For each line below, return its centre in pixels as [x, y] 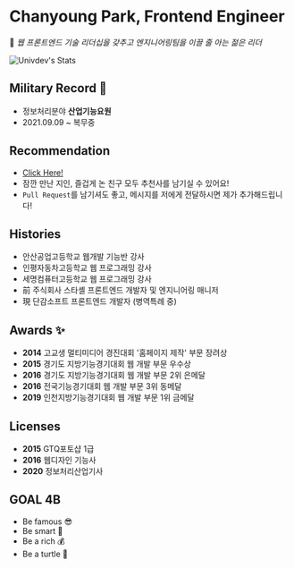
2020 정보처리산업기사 [63, 471]
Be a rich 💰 [43, 541]
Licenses [35, 426]
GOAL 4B [35, 500]
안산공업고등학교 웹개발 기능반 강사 [83, 257]
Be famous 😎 [47, 521]
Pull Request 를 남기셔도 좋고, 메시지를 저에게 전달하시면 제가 [130, 194]
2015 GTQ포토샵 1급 [58, 449]
